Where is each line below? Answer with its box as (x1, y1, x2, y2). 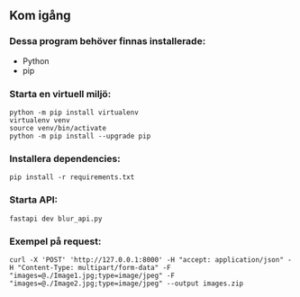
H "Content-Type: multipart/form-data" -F (9, 263, 171, 272)
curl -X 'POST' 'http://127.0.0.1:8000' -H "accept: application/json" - (9, 255, 293, 265)
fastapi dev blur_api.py (9, 214, 103, 223)
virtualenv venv (9, 115, 70, 125)
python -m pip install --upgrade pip (9, 131, 151, 140)
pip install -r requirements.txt (9, 173, 135, 182)
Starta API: (9, 193, 59, 206)
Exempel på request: (9, 235, 102, 247)
